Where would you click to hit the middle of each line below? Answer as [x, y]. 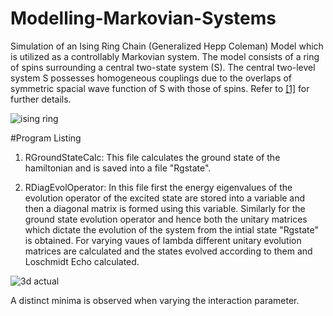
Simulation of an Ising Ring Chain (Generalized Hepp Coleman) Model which [167, 46]
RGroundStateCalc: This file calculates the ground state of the [152, 157]
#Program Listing [46, 138]
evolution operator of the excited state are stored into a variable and [165, 198]
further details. [41, 99]
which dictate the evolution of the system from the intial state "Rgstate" [171, 229]
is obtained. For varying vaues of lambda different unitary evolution [163, 240]
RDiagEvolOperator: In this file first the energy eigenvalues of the [158, 187]
